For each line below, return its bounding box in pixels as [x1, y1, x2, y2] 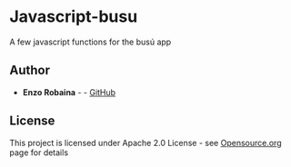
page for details [9, 147, 69, 158]
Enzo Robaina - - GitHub [22, 86, 116, 97]
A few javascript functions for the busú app [9, 36, 172, 47]
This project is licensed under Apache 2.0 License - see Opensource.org [9, 137, 282, 148]
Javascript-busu [9, 6, 138, 27]
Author [9, 63, 50, 78]
